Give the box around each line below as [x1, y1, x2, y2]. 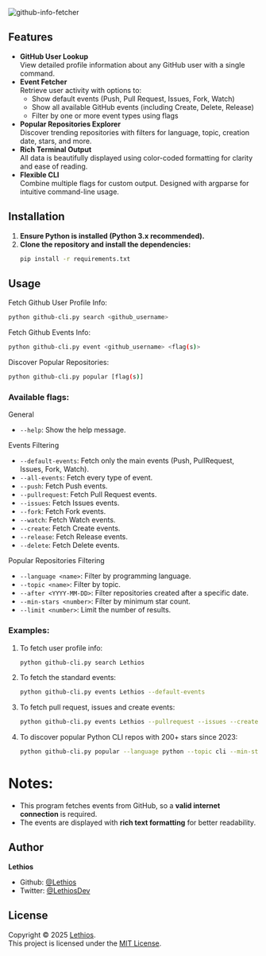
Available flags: [8, 391, 70, 402]
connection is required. [19, 809, 98, 818]
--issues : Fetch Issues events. [19, 498, 120, 508]
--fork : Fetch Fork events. [19, 507, 106, 516]
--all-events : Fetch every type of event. [19, 473, 153, 483]
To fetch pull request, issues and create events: [19, 702, 175, 712]
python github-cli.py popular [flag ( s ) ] [8, 373, 145, 381]
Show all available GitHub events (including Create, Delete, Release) [31, 102, 254, 111]
